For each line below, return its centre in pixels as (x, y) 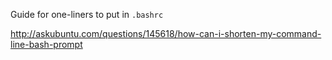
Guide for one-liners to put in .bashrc (87, 14)
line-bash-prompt (46, 44)
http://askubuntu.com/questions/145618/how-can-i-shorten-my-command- (166, 33)
